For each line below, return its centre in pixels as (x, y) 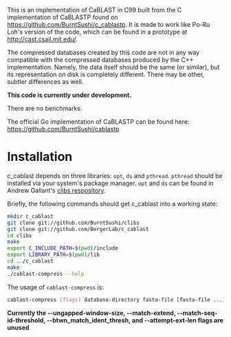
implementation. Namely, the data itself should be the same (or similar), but (113, 67)
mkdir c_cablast (30, 216)
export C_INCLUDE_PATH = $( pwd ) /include (63, 248)
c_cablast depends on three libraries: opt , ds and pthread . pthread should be (115, 175)
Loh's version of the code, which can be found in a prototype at (97, 32)
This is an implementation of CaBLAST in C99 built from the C (95, 10)
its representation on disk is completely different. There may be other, (106, 74)
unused (18, 327)
